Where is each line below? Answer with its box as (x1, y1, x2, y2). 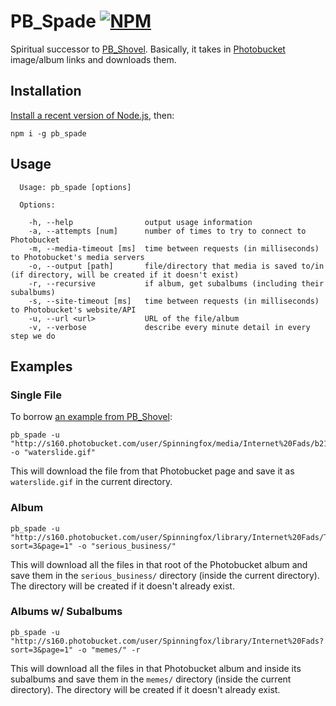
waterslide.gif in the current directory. (10, 476, 173, 488)
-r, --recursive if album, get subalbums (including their (28, 278, 325, 289)
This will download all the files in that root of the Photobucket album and (10, 558, 308, 570)
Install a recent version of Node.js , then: (10, 109, 175, 121)
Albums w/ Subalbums (10, 605, 123, 619)
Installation (10, 83, 82, 100)
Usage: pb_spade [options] (19, 182, 132, 192)
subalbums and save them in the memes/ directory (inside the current (10, 673, 292, 685)
